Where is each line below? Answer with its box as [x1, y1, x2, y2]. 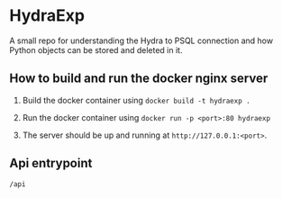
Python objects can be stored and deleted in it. [9, 44, 183, 55]
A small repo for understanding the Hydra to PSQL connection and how [9, 35, 273, 46]
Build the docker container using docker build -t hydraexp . [22, 94, 250, 105]
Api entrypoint [9, 156, 93, 171]
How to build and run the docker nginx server [9, 71, 268, 86]
